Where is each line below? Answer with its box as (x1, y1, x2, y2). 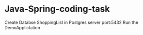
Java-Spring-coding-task (4, 3, 110, 15)
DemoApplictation (4, 24, 41, 30)
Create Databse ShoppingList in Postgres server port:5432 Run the (4, 19, 139, 25)
